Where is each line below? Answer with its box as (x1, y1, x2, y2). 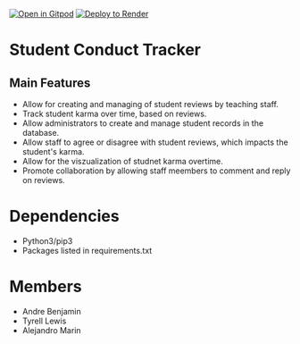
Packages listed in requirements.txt (21, 245, 153, 256)
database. (21, 128, 60, 138)
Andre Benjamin (21, 306, 82, 316)
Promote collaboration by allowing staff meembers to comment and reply (21, 165, 291, 176)
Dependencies (9, 206, 120, 227)
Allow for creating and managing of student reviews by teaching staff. (21, 99, 279, 109)
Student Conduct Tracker (9, 40, 201, 60)
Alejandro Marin (21, 324, 82, 335)
